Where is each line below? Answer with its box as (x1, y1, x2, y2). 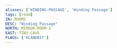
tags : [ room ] (5, 12, 33, 17)
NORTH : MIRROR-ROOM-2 (5, 26, 51, 31)
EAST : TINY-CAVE (5, 30, 40, 35)
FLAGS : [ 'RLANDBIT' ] (5, 35, 49, 40)
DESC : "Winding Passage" (5, 21, 58, 26)
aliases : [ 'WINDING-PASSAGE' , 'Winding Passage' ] (5, 7, 113, 12)
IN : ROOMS (5, 16, 26, 21)
